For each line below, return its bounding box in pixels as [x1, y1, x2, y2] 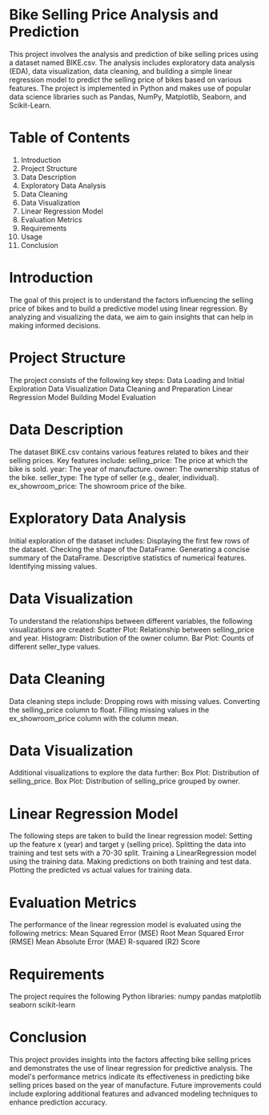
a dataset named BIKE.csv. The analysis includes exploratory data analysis [9, 58, 255, 67]
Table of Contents [9, 128, 130, 147]
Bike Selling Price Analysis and [9, 6, 219, 24]
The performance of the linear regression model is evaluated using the [9, 920, 242, 930]
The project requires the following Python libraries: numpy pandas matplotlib [9, 991, 262, 1001]
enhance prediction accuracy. [9, 1097, 107, 1107]
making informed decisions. [9, 320, 101, 330]
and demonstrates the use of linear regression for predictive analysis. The [9, 1064, 253, 1073]
